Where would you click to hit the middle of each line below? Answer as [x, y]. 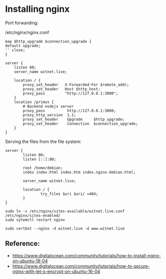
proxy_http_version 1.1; [50, 115]
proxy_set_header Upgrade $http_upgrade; [74, 119]
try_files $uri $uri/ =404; [69, 194]
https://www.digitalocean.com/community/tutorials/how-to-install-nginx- [86, 255]
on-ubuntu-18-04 [30, 261]
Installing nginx [38, 9]
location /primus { [34, 102]
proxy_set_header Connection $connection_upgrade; [81, 124]
